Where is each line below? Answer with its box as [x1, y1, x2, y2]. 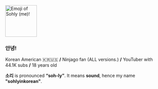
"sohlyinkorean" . [5, 78, 42, 84]
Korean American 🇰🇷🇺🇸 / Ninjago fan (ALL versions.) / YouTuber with [5, 57, 153, 63]
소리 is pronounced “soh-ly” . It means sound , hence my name [5, 73, 135, 79]
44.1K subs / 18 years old [5, 62, 57, 68]
